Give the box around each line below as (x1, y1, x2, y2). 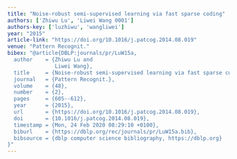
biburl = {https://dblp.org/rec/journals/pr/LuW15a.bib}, (13, 128, 197, 135)
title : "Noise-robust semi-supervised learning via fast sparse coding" (7, 10, 226, 18)
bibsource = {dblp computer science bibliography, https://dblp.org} (13, 134, 222, 141)
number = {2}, (13, 89, 65, 96)
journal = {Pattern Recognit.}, (13, 75, 115, 83)
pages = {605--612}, (13, 96, 87, 103)
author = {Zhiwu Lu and (13, 56, 93, 63)
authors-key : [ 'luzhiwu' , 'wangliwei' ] (7, 23, 125, 30)
